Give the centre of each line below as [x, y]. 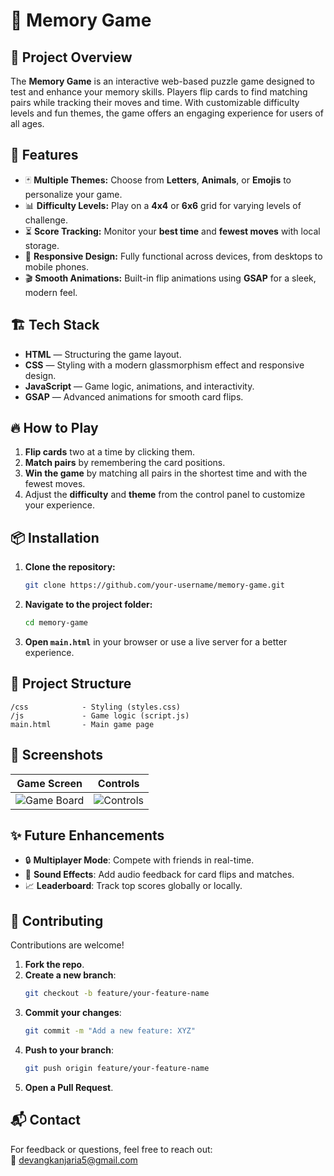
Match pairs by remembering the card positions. [125, 463]
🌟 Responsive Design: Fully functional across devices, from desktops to [173, 256]
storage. [42, 245]
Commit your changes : [73, 1013]
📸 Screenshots [57, 755]
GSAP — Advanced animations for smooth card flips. [134, 396]
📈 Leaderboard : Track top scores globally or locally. [133, 886]
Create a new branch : [70, 975]
